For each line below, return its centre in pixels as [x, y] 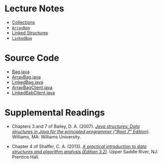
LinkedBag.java [27, 82]
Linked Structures [30, 33]
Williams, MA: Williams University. [46, 137]
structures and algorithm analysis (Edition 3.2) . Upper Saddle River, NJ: [85, 152]
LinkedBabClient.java [33, 92]
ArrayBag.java [26, 77]
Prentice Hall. [26, 157]
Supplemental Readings [55, 113]
